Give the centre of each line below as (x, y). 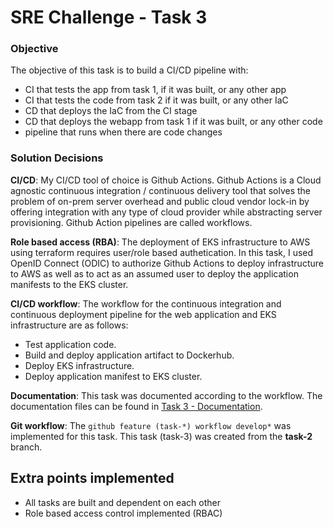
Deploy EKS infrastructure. (79, 365)
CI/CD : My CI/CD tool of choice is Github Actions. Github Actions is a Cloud (166, 180)
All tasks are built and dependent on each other (123, 502)
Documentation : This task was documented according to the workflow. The (166, 395)
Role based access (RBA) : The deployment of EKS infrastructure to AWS (160, 242)
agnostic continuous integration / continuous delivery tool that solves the (161, 190)
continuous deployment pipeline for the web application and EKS (143, 314)
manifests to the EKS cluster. (69, 284)
